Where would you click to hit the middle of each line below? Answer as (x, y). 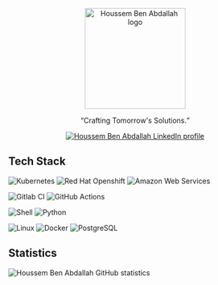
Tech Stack (37, 161)
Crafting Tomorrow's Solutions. (135, 120)
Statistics (33, 253)
